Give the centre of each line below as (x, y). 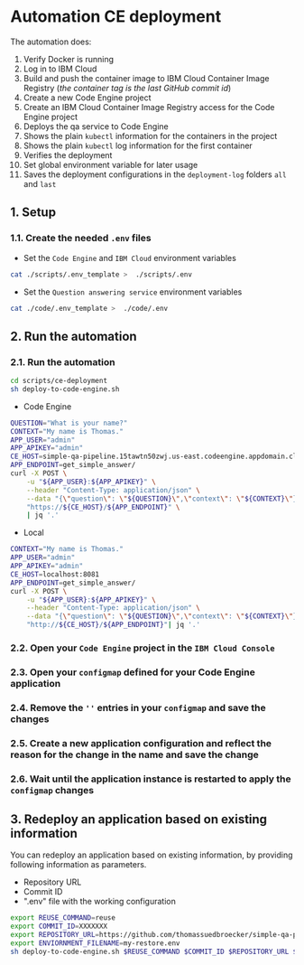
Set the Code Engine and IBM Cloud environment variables (130, 258)
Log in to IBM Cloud (60, 69)
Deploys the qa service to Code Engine (96, 126)
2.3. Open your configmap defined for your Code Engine (133, 672)
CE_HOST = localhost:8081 (55, 574)
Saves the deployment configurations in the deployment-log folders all (155, 174)
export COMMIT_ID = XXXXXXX (59, 927)
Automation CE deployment (116, 17)
